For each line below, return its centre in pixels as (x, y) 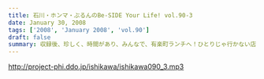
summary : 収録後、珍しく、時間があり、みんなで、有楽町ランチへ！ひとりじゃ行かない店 (132, 45)
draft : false (30, 37)
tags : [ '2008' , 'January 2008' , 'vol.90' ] (79, 30)
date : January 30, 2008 (47, 23)
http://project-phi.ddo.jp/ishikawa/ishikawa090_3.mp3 (96, 66)
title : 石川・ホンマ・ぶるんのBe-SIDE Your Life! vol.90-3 (100, 15)
